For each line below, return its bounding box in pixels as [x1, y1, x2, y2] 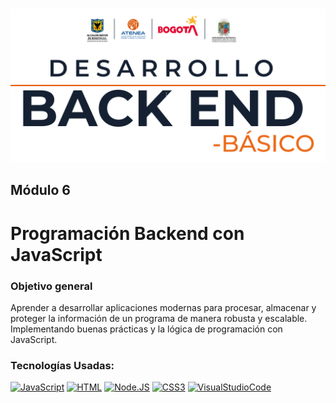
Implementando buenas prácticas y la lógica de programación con [10, 323, 283, 335]
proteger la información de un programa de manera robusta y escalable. [10, 312, 308, 324]
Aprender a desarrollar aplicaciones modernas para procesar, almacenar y [10, 301, 317, 313]
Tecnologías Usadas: [10, 358, 115, 372]
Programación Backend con [10, 222, 245, 245]
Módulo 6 [10, 182, 71, 199]
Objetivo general [10, 279, 93, 293]
